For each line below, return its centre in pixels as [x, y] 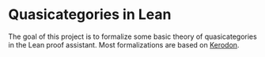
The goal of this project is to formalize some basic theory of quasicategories [132, 36]
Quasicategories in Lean [90, 15]
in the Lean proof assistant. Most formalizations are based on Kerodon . [124, 44]
